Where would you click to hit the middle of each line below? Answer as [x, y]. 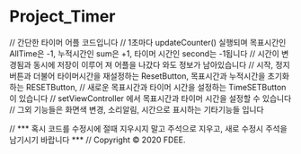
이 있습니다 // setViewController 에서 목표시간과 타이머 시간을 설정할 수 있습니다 [150, 98]
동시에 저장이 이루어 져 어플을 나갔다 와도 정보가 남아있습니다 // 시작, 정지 [161, 64]
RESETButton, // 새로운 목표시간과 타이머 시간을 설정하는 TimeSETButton [156, 87]
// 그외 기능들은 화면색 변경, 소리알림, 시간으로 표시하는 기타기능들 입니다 [137, 109]
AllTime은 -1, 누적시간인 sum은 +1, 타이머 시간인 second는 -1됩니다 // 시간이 [145, 53]
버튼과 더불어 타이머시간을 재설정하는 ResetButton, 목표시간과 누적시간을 [137, 76]
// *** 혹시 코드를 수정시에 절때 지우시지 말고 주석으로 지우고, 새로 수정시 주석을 [148, 128]
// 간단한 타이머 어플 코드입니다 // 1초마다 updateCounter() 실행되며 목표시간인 [148, 42]
